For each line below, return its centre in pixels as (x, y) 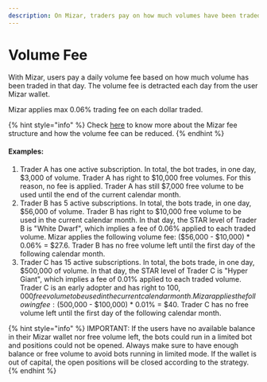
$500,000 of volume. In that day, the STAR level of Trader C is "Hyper (134, 271)
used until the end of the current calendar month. (100, 194)
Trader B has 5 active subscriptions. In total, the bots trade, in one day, (135, 203)
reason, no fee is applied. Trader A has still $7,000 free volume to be (132, 186)
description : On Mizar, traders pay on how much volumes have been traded (135, 16)
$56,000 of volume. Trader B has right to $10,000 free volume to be (131, 211)
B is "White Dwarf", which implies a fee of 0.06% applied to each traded (137, 228)
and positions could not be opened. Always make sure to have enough (124, 345)
